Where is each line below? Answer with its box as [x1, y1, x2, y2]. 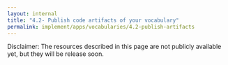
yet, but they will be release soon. [7, 50, 105, 58]
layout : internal [7, 10, 58, 17]
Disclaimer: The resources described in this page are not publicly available [7, 43, 222, 51]
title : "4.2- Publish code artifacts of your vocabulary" [7, 17, 179, 24]
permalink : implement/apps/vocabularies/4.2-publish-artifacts [7, 23, 195, 30]
